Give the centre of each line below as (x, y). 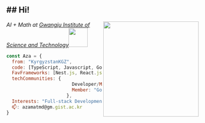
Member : (81, 90)
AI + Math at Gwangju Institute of (48, 24)
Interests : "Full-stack (42, 101)
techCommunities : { (37, 79)
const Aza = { (24, 56)
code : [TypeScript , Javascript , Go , (58, 67)
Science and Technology (38, 44)
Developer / (85, 85)
